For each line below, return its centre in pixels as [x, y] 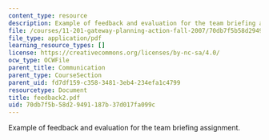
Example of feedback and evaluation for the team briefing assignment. [124, 128]
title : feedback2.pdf [44, 98]
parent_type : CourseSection [55, 75]
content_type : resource [48, 16]
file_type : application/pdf [55, 38]
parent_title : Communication [57, 68]
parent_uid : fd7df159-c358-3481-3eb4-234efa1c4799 [94, 82]
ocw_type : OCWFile [39, 61]
